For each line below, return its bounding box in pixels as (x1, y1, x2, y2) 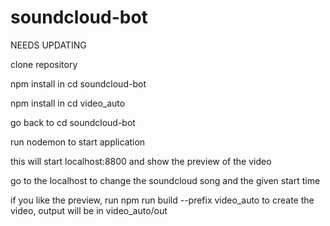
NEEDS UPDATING (10, 39, 87, 51)
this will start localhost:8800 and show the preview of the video (10, 155, 272, 167)
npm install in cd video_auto (10, 97, 126, 109)
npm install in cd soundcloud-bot (10, 77, 147, 90)
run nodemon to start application (10, 136, 146, 148)
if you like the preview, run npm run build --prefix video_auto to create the (10, 194, 315, 206)
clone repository (10, 58, 78, 70)
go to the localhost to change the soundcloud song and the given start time (10, 174, 321, 186)
